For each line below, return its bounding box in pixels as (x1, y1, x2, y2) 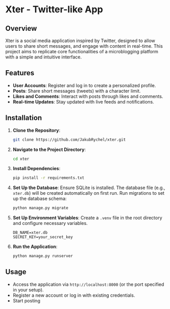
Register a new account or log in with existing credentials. (12, 292, 135, 298)
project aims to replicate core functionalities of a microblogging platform (5, 49, 158, 54)
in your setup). (12, 286, 44, 293)
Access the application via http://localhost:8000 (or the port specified (12, 281, 164, 287)
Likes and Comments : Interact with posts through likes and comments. (12, 93, 163, 99)
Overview (5, 24, 37, 33)
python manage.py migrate (12, 205, 68, 211)
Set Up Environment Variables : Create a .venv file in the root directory (12, 215, 163, 221)
